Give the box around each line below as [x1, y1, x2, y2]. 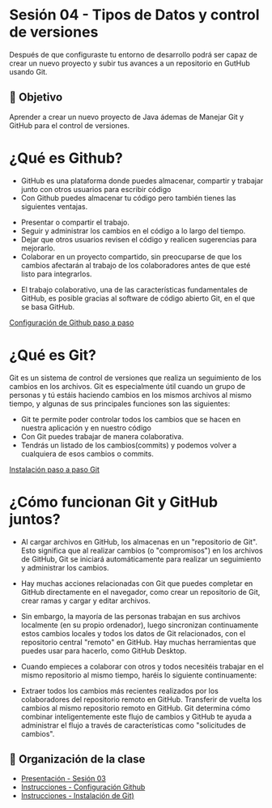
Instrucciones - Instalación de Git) [20, 791, 134, 801]
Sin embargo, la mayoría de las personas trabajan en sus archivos [20, 611, 241, 621]
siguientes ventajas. [20, 201, 88, 212]
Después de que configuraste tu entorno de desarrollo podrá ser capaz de [9, 49, 257, 59]
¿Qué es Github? [9, 148, 124, 167]
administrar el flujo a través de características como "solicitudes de [20, 720, 246, 730]
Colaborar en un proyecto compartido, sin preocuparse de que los [20, 251, 242, 261]
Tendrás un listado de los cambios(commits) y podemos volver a [20, 440, 237, 450]
